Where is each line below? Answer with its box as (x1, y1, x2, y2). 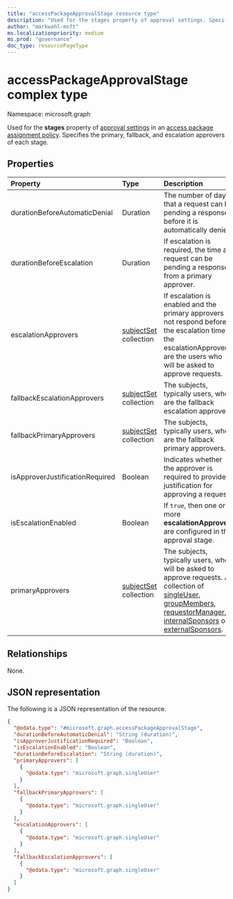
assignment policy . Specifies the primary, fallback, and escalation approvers (7, 130, 225, 139)
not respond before (164, 317, 227, 326)
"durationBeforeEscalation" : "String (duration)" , (13, 750, 163, 758)
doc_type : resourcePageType (7, 42, 89, 49)
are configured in (164, 526, 220, 536)
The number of (164, 190, 213, 200)
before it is (164, 216, 199, 226)
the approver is (164, 463, 213, 473)
